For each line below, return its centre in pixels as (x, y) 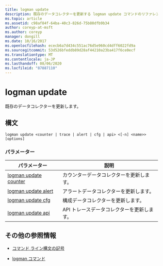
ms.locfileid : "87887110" (31, 68)
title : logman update (27, 9)
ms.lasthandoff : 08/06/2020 (33, 64)
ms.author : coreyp (24, 32)
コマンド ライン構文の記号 (38, 248)
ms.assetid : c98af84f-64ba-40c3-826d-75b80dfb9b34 (57, 23)
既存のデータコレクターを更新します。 (43, 106)
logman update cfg (29, 200)
